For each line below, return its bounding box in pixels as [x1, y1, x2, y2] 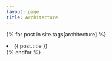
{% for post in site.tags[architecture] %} [6, 30, 107, 38]
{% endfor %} [6, 48, 41, 56]
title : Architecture [6, 14, 59, 20]
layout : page [6, 8, 39, 15]
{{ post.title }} [14, 42, 48, 50]
